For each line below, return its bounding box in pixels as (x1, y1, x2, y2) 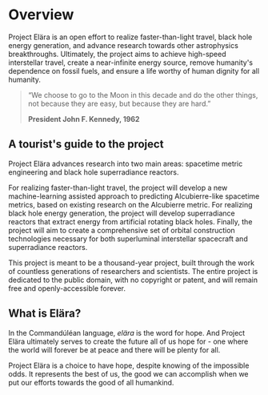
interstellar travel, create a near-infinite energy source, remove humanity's (8, 58, 254, 67)
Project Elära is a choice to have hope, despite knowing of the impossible (8, 361, 250, 370)
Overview (8, 6, 74, 24)
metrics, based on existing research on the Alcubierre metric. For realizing (8, 200, 254, 209)
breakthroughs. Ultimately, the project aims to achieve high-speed (8, 49, 226, 58)
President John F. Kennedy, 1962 (27, 114, 140, 123)
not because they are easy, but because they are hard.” (27, 99, 211, 108)
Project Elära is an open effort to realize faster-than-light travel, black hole (8, 32, 253, 42)
